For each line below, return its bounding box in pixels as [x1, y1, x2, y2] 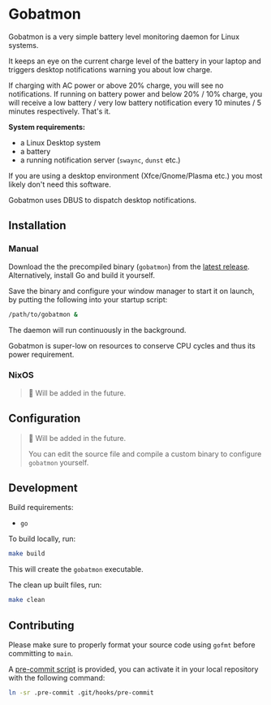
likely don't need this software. [8, 179, 112, 189]
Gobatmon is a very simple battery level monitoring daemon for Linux [8, 32, 240, 41]
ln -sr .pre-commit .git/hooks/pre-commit [8, 688, 154, 697]
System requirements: [8, 122, 85, 132]
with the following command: [8, 673, 105, 682]
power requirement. [8, 349, 75, 359]
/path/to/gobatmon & [8, 310, 79, 318]
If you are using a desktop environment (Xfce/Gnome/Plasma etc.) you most [8, 171, 263, 180]
